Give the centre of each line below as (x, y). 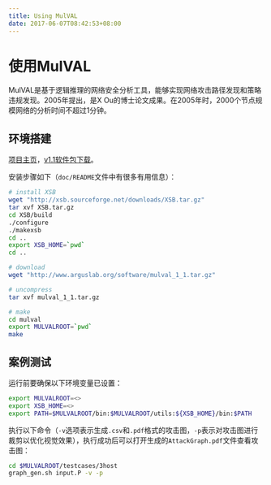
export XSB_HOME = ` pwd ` (47, 245)
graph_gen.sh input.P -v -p (56, 473)
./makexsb (25, 230)
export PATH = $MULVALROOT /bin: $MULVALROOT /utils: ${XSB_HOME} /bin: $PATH (130, 414)
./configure (28, 223)
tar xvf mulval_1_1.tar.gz (54, 297)
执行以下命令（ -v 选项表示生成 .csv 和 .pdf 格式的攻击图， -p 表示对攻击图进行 (133, 430)
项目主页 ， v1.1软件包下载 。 (54, 160)
